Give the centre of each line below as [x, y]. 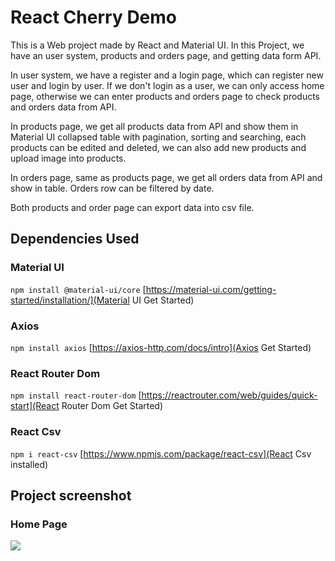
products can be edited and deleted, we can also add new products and [158, 147]
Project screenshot [71, 495]
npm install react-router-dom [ [76, 395]
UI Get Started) [163, 300]
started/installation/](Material [70, 300]
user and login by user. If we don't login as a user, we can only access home [167, 85]
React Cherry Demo [93, 17]
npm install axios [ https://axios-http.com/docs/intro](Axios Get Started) [161, 347]
